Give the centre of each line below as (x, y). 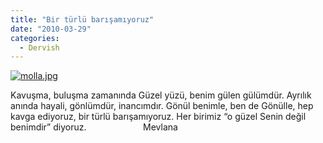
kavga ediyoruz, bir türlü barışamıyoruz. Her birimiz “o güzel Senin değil (158, 117)
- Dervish (39, 47)
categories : (35, 38)
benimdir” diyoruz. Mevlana (94, 127)
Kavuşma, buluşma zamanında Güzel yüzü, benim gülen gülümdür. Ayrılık (161, 95)
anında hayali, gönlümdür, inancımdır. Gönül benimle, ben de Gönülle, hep (162, 106)
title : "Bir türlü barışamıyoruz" (82, 19)
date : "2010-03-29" (51, 29)
